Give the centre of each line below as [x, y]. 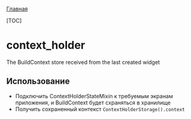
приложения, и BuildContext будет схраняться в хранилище [93, 103]
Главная [17, 9]
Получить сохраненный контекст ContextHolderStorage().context [100, 109]
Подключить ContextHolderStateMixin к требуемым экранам [94, 96]
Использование [38, 81]
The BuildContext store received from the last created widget [83, 62]
